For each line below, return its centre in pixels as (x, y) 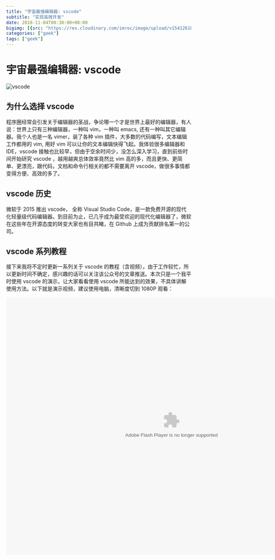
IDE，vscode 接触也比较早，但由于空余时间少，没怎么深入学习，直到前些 (95, 151)
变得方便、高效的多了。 (34, 173)
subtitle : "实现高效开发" (35, 17)
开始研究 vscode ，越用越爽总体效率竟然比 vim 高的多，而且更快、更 (94, 158)
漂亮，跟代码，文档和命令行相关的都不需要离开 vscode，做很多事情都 (106, 166)
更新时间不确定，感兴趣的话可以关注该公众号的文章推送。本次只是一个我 (98, 274)
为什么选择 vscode (40, 107)
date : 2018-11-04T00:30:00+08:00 (47, 22)
